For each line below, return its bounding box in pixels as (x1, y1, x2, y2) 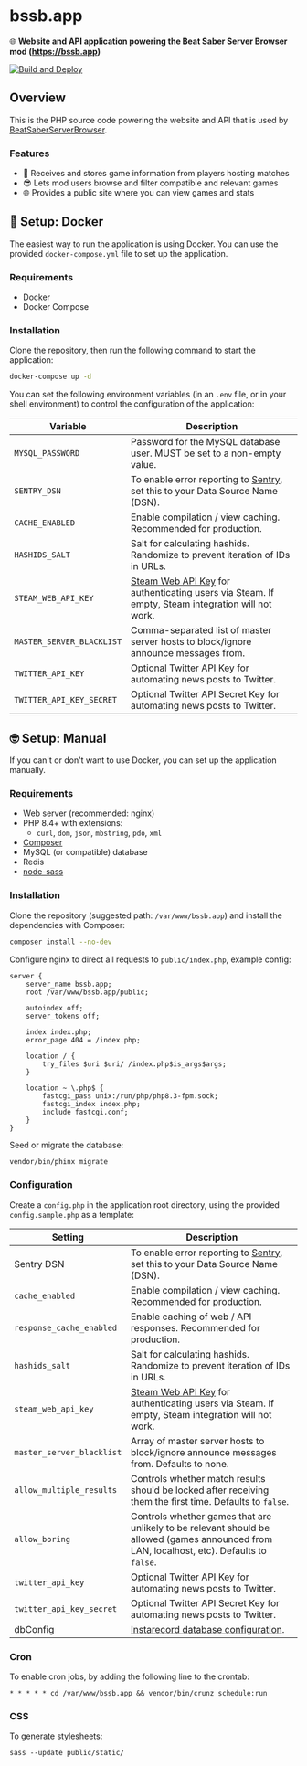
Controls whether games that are (131, 1509, 272, 1522)
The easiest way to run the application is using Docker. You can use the (9, 238, 279, 249)
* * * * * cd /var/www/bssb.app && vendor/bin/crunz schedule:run (9, 1689, 268, 1698)
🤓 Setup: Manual (9, 730, 107, 746)
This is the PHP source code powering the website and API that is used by (9, 114, 289, 125)
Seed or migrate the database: (9, 1139, 124, 1150)
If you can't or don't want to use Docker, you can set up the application (9, 755, 277, 766)
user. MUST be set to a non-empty (131, 447, 281, 460)
